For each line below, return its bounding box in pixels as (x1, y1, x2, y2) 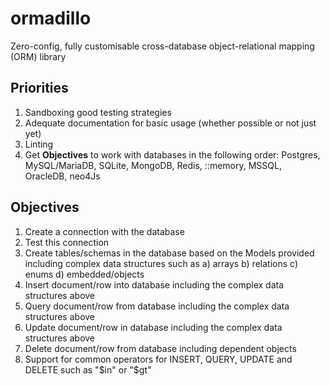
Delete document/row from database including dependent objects (24, 342, 297, 354)
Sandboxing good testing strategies (24, 106, 172, 118)
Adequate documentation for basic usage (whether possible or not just (24, 117, 317, 129)
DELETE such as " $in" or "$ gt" (24, 363, 152, 376)
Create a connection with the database (24, 225, 185, 237)
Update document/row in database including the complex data (24, 321, 283, 333)
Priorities (10, 80, 69, 97)
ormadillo (10, 7, 92, 30)
